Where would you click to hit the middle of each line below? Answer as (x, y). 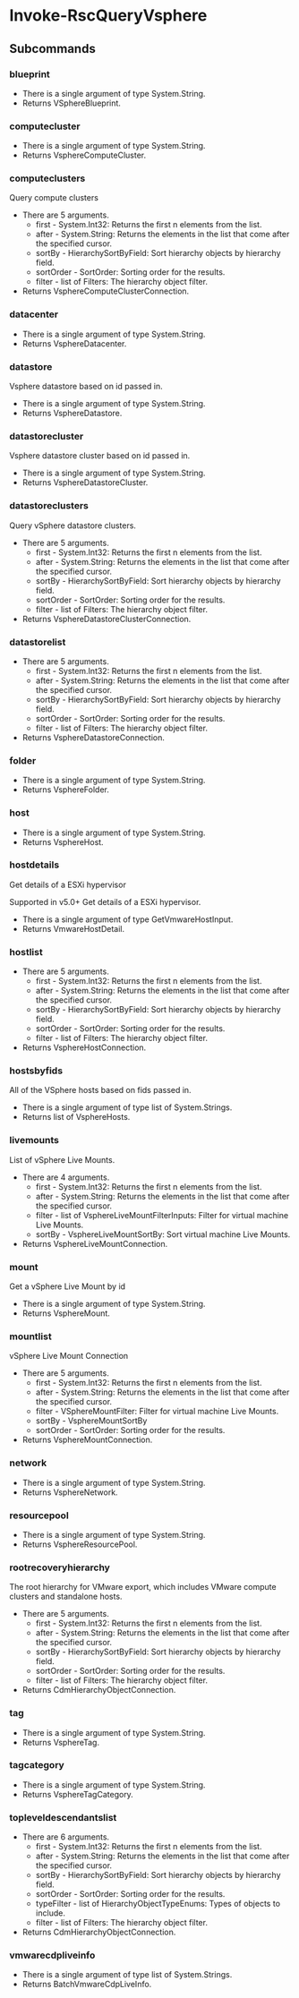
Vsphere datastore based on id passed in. (86, 387)
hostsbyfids (36, 1071)
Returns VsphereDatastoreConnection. (94, 737)
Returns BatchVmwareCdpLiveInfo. (87, 1985)
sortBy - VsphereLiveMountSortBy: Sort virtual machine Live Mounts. (163, 1234)
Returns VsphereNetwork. (70, 1492)
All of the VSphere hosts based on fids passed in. (100, 1090)
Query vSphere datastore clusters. (73, 525)
